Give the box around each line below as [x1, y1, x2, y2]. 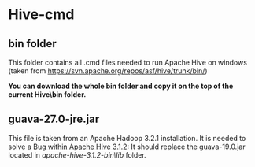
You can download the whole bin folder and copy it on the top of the [8, 81, 234, 91]
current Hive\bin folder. [8, 90, 87, 99]
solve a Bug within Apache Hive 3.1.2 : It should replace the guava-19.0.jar [8, 142, 246, 151]
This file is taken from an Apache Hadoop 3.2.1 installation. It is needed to [8, 133, 246, 143]
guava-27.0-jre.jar [8, 113, 100, 126]
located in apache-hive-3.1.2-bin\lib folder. [8, 150, 147, 159]
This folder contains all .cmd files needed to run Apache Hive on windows [8, 58, 248, 67]
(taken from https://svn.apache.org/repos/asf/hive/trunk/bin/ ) [8, 66, 208, 76]
